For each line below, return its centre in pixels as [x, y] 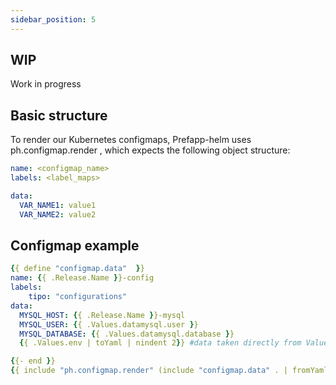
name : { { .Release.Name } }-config [82, 278]
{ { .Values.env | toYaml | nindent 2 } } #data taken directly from [160, 343]
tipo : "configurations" [78, 297]
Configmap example [75, 246]
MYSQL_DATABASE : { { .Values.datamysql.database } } [127, 334]
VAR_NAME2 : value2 [58, 214]
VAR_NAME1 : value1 [58, 205]
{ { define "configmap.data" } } [77, 269]
